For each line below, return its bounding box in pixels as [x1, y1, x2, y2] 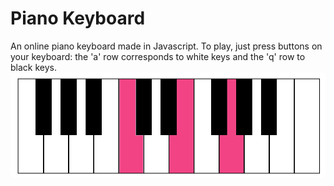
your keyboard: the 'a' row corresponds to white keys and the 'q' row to [10, 50, 306, 62]
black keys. [10, 61, 57, 73]
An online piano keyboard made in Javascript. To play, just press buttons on [10, 40, 323, 52]
